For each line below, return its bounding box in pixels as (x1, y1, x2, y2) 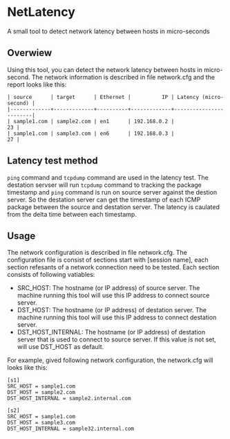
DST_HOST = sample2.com (7, 389, 76, 396)
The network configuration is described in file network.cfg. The (7, 249, 188, 257)
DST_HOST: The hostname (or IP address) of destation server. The (17, 306, 207, 314)
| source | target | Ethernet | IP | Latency (7, 93, 199, 100)
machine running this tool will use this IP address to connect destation (17, 313, 217, 322)
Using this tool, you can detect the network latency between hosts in (7, 65, 202, 73)
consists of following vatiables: (7, 271, 95, 279)
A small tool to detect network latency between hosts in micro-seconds (7, 27, 210, 35)
